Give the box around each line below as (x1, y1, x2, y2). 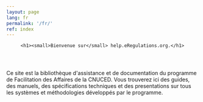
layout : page (6, 9, 40, 15)
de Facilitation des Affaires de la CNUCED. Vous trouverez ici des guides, (6, 76, 190, 83)
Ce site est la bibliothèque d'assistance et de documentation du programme (6, 70, 197, 77)
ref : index (6, 26, 34, 32)
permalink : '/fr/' (6, 20, 53, 26)
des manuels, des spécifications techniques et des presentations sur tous (6, 82, 191, 90)
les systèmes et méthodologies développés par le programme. (6, 89, 163, 97)
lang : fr (6, 15, 29, 21)
